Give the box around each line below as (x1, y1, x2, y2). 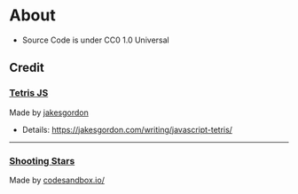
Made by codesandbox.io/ (9, 175, 105, 185)
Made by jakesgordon (9, 107, 89, 118)
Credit (9, 60, 44, 75)
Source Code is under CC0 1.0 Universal (21, 35, 170, 45)
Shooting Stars (9, 154, 75, 167)
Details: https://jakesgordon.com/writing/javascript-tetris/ (21, 124, 233, 135)
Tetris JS (9, 87, 49, 99)
